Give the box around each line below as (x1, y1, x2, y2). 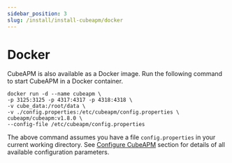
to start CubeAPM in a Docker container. (7, 77, 124, 86)
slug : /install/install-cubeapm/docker (7, 17, 124, 24)
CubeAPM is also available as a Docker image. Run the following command (7, 70, 222, 78)
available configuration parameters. (7, 148, 110, 157)
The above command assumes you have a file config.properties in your (7, 133, 216, 141)
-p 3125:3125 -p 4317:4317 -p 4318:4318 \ (7, 97, 133, 104)
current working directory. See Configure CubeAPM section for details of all (7, 141, 226, 149)
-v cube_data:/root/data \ (7, 102, 86, 110)
